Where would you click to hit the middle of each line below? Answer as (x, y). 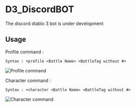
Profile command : (25, 51)
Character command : (28, 81)
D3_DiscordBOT (40, 9)
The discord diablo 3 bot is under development (54, 23)
